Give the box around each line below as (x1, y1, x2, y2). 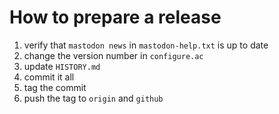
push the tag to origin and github (23, 92, 164, 104)
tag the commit (23, 81, 87, 93)
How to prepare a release (9, 6, 222, 29)
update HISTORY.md (23, 60, 101, 72)
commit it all (23, 71, 75, 83)
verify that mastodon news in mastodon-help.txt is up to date (23, 39, 269, 51)
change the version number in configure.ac (23, 49, 204, 61)
